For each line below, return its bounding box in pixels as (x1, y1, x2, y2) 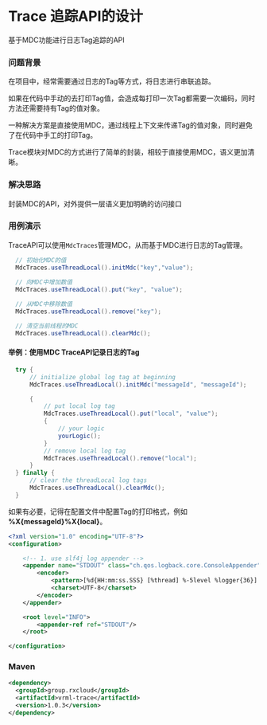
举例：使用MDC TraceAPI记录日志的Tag (8, 347, 140, 357)
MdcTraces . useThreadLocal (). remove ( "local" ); (43, 454, 197, 462)
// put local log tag (43, 402, 115, 410)
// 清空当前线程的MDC (15, 322, 79, 330)
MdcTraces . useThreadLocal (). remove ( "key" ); (15, 308, 161, 315)
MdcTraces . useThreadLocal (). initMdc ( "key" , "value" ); (15, 264, 194, 272)
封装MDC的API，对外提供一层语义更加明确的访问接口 (8, 198, 183, 208)
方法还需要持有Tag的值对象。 (8, 104, 105, 113)
